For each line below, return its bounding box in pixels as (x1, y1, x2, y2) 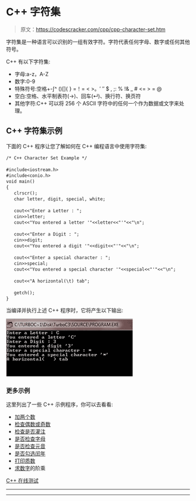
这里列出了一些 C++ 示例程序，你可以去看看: (6, 401, 113, 408)
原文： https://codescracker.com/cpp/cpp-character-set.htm (20, 26, 166, 33)
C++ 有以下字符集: (6, 58, 51, 65)
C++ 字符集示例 (6, 126, 63, 136)
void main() (6, 178, 35, 185)
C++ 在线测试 (6, 477, 39, 484)
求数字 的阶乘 (14, 465, 45, 472)
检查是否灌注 (14, 428, 45, 435)
